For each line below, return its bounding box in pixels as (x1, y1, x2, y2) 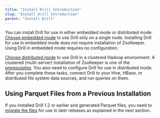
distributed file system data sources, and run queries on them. (5, 75, 129, 81)
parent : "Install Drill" (5, 16, 55, 21)
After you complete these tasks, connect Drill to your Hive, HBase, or (5, 70, 143, 76)
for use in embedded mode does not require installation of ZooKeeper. (5, 40, 145, 46)
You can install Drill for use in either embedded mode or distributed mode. (5, 30, 153, 36)
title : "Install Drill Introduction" (5, 7, 81, 12)
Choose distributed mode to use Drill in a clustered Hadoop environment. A (5, 55, 155, 60)
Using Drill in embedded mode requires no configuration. (5, 45, 119, 51)
